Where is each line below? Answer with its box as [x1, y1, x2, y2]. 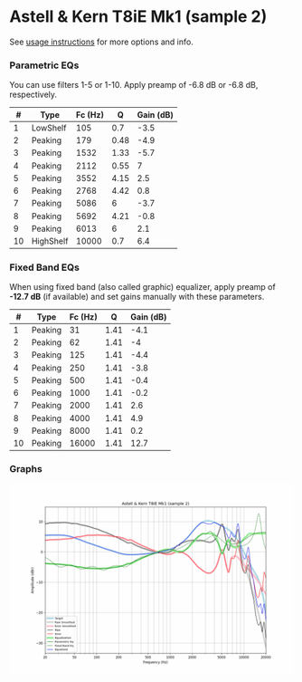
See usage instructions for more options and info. [9, 36, 194, 47]
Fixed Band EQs [9, 261, 80, 274]
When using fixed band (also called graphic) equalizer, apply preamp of [9, 282, 276, 293]
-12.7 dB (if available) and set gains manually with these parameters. [9, 292, 265, 303]
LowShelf [31, 122, 67, 133]
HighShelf [31, 235, 69, 246]
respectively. [9, 89, 57, 101]
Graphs [9, 463, 42, 475]
